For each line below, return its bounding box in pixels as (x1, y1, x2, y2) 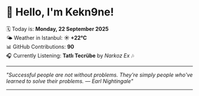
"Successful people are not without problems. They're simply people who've (6, 71, 193, 78)
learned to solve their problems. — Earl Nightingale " (6, 77, 134, 85)
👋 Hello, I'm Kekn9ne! (6, 5, 114, 19)
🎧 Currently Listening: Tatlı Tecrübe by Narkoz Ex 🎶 (6, 52, 134, 59)
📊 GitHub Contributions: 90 (6, 43, 75, 50)
